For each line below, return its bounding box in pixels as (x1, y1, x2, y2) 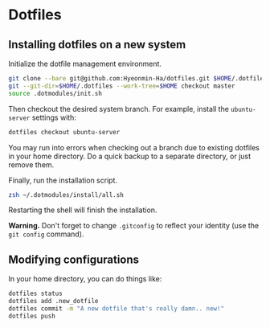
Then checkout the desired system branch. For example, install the (8, 104, 229, 113)
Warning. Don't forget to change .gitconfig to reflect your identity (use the (8, 221, 260, 231)
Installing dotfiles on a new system (8, 38, 186, 51)
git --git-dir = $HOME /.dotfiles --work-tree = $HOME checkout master (8, 82, 235, 90)
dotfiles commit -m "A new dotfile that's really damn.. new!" (8, 304, 225, 313)
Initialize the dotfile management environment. (8, 59, 162, 68)
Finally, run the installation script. (8, 175, 118, 185)
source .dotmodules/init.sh (8, 89, 103, 97)
